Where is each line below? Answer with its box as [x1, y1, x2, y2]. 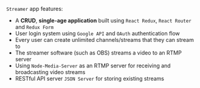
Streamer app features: [6, 5, 63, 12]
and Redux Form [15, 24, 54, 30]
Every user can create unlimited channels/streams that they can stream [15, 36, 195, 43]
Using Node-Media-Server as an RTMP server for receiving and [15, 62, 171, 69]
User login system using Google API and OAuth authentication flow [15, 30, 181, 37]
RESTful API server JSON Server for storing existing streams [15, 75, 165, 82]
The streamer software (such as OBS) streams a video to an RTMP [15, 49, 182, 56]
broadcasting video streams [15, 69, 86, 75]
